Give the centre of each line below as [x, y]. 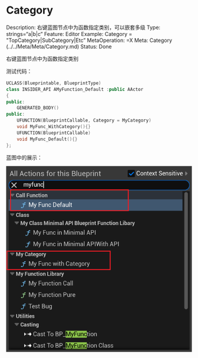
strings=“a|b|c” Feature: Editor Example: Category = [69, 34]
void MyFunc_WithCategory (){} [54, 127]
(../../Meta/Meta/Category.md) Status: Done [59, 46]
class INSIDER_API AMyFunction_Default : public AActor [75, 89]
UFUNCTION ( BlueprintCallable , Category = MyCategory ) [84, 121]
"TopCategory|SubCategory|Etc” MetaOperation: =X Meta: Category [89, 40]
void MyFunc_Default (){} [47, 139]
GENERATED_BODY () [38, 108]
